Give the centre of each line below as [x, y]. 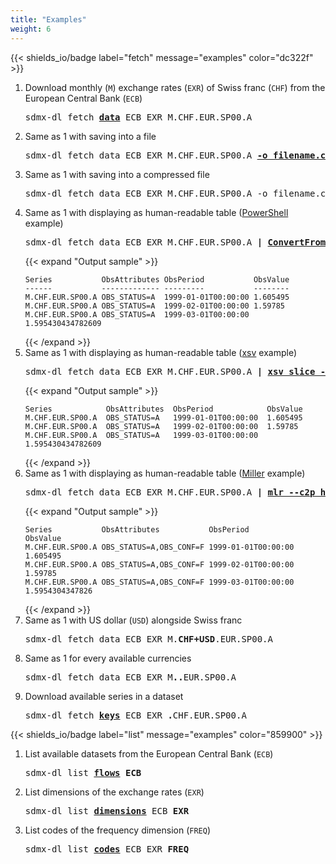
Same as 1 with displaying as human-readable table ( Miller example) [165, 473]
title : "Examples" [48, 19]
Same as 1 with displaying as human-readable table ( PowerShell [156, 212]
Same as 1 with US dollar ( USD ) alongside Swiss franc [133, 620]
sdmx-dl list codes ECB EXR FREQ [107, 849]
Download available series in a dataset [104, 696]
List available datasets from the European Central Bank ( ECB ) [149, 753]
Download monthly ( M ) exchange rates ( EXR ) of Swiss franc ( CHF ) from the [175, 87]
